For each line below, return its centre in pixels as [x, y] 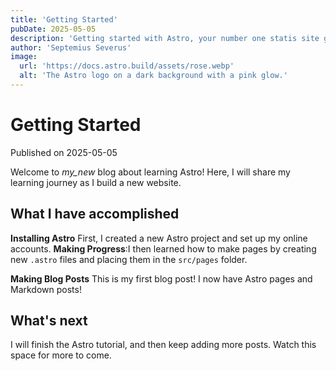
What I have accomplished [95, 214]
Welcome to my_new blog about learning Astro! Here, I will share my [150, 172]
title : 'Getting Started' [64, 19]
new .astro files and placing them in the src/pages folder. [129, 259]
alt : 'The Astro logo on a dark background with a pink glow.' [153, 76]
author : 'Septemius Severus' [71, 47]
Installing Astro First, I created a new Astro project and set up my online [159, 238]
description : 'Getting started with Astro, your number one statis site [165, 38]
